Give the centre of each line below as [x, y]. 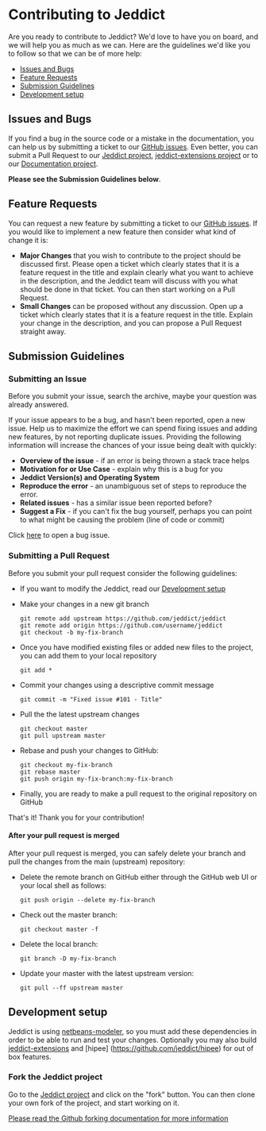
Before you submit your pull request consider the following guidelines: [123, 573]
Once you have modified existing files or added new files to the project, [137, 647]
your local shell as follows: [63, 885]
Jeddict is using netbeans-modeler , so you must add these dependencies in [133, 1031]
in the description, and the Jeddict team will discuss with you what [129, 280]
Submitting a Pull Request [59, 556]
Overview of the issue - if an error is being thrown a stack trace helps [135, 461]
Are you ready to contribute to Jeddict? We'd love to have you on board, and [133, 37]
